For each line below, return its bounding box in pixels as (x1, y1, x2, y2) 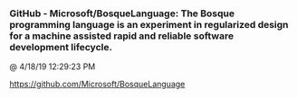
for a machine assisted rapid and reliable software (9, 30, 234, 42)
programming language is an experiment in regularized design (9, 18, 289, 31)
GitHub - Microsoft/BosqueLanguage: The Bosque (9, 7, 235, 20)
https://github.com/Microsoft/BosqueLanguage (9, 79, 186, 90)
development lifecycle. (9, 40, 113, 53)
